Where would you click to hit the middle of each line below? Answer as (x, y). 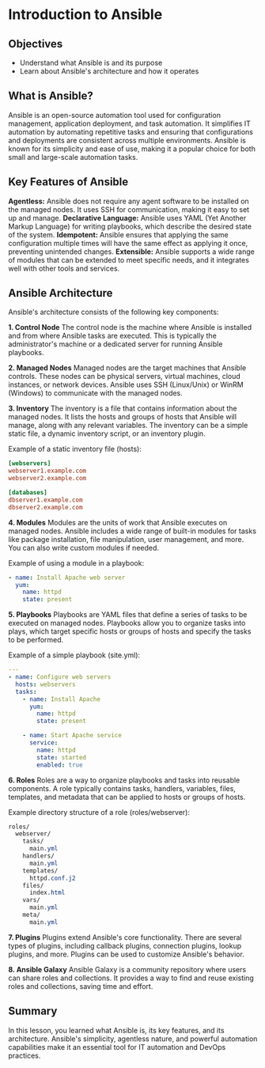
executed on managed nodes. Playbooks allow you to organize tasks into (127, 623)
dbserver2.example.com (45, 507)
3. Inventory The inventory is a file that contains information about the (123, 408)
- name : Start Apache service (72, 736)
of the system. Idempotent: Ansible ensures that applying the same (118, 234)
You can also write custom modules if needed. (84, 547)
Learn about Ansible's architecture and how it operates (109, 71)
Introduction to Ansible (85, 15)
